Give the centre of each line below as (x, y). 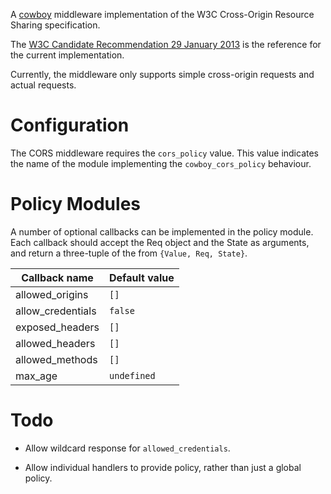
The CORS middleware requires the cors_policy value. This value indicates (164, 153)
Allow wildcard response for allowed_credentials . (127, 448)
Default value (142, 277)
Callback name (57, 277)
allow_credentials (56, 311)
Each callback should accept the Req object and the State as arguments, (160, 242)
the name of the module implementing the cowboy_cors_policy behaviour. (161, 163)
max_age (36, 376)
